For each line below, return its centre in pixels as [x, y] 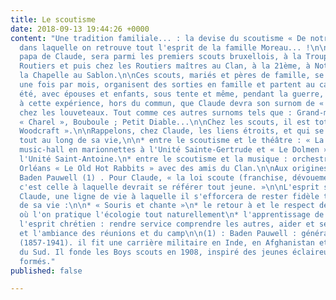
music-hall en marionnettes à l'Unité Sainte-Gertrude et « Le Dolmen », [176, 150]
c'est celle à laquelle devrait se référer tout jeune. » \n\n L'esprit [169, 187]
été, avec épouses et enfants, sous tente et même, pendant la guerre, [172, 94]
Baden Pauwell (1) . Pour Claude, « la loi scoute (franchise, [153, 177]
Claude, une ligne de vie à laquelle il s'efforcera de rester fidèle [169, 196]
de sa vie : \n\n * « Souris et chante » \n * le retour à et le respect [167, 206]
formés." [37, 261]
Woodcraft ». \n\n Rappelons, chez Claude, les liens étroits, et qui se [172, 131]
